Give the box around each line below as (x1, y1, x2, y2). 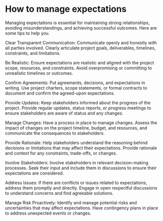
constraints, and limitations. (5, 50, 61, 56)
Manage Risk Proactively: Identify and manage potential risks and (5, 199, 137, 205)
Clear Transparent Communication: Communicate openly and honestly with (5, 39, 157, 45)
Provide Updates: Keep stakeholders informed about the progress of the (5, 99, 151, 105)
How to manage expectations (5, 3, 127, 15)
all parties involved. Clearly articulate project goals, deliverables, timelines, (5, 45, 156, 51)
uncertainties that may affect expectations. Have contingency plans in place (5, 205, 158, 211)
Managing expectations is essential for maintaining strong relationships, (5, 20, 150, 26)
